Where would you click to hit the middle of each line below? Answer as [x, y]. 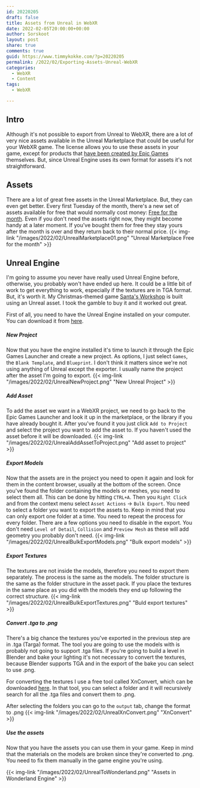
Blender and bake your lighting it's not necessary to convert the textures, [96, 657]
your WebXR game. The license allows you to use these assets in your [93, 147]
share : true [21, 46]
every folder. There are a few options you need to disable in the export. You [99, 523]
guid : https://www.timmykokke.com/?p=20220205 [65, 57]
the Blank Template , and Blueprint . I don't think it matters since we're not [97, 363]
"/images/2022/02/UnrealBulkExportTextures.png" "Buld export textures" [97, 603]
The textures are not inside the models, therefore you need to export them [98, 571]
